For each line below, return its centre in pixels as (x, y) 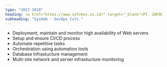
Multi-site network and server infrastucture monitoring (68, 60)
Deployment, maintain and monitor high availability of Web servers (80, 33)
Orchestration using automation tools (50, 49)
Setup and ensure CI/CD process (46, 38)
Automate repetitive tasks (39, 44)
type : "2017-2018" (24, 10)
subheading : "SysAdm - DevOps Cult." (44, 19)
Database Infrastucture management (50, 54)
